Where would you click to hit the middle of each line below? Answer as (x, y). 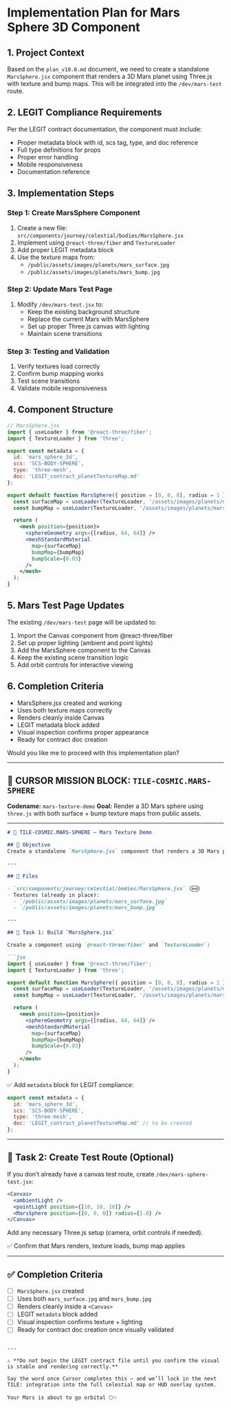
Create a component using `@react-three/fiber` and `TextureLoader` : (109, 945)
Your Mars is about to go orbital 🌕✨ (63, 1398)
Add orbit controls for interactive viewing (75, 664)
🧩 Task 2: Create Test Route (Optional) (90, 1158)
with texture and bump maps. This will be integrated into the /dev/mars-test (114, 83)
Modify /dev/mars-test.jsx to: (60, 304)
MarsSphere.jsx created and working (69, 703)
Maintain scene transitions (65, 333)
